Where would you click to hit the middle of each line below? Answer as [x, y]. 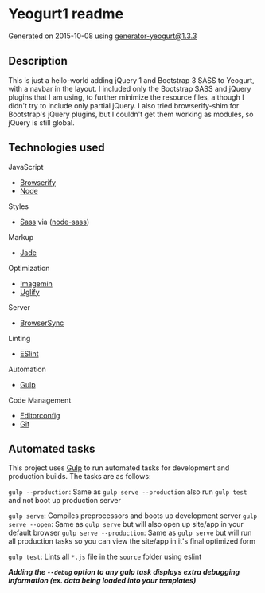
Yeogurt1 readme [66, 14]
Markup [21, 237]
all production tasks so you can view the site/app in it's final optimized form [132, 541]
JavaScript [26, 167]
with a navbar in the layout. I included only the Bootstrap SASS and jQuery [130, 88]
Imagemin [36, 283]
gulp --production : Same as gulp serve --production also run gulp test [128, 492]
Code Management [40, 400]
